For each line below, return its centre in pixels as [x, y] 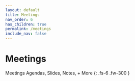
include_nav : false [26, 34]
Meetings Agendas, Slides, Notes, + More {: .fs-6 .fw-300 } [67, 73]
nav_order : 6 [19, 19]
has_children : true [26, 24]
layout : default [22, 10]
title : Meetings [22, 15]
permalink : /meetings [28, 29]
